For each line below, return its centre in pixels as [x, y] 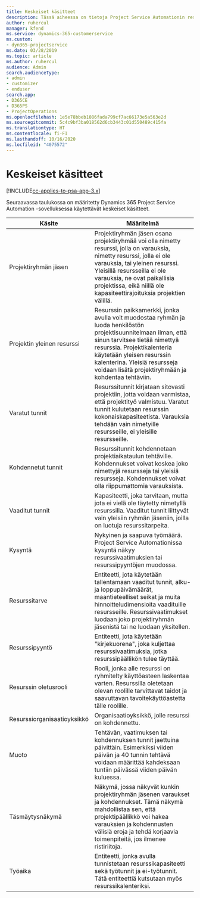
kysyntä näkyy [115, 550]
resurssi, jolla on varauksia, [132, 248]
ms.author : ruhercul [32, 61]
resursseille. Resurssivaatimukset [141, 611]
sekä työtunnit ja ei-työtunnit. [136, 871]
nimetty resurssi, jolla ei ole [132, 256]
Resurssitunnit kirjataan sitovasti [140, 387]
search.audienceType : [33, 73]
